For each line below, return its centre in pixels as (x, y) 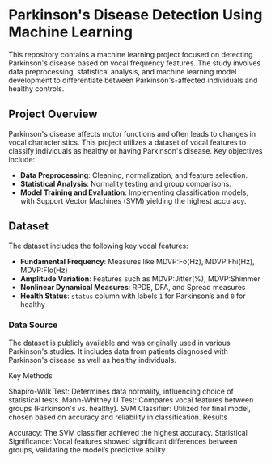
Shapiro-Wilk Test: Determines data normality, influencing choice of (121, 391)
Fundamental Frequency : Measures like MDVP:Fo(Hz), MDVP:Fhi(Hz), (137, 261)
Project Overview (53, 114)
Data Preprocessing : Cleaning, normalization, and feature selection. (134, 175)
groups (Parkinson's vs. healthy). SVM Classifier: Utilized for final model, (129, 408)
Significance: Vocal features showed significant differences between (123, 441)
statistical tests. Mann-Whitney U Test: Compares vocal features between (131, 400)
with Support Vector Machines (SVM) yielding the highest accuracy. (133, 200)
